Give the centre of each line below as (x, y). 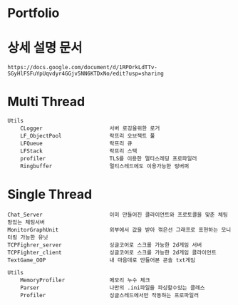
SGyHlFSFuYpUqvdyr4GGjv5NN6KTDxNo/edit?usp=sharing (86, 74)
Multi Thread (46, 102)
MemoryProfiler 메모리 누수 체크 (85, 280)
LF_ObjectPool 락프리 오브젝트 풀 (88, 136)
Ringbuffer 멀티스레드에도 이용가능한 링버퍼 (105, 166)
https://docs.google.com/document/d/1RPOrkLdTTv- (83, 68)
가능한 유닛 (34, 237)
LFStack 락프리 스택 (79, 151)
